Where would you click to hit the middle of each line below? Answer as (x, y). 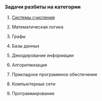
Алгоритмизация (29, 65)
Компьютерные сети (34, 84)
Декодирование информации (43, 55)
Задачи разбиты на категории (43, 7)
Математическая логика (37, 27)
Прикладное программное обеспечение (54, 75)
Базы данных (26, 46)
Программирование (33, 94)
